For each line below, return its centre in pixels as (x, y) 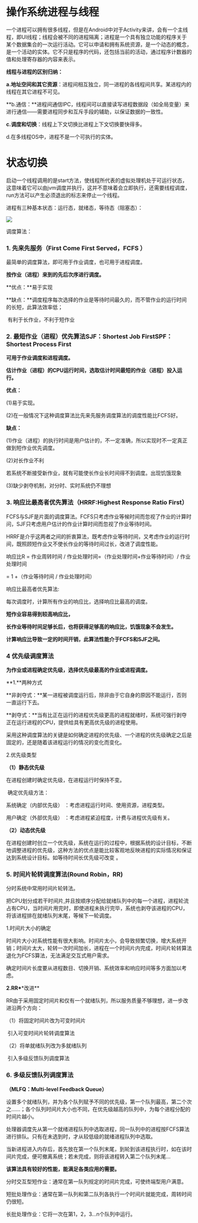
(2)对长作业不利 (25, 460)
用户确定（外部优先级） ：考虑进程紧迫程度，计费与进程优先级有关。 (89, 818)
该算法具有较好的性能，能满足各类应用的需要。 (63, 1169)
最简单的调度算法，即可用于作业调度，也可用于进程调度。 (76, 262)
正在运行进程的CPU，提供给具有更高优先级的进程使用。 (74, 722)
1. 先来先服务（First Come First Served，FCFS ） (76, 248)
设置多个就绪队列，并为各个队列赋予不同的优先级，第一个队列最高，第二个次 (99, 1102)
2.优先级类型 (22, 755)
